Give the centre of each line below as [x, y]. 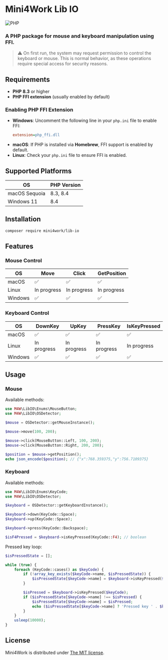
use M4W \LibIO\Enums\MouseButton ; [41, 409]
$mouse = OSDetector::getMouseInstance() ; [50, 423]
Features [19, 247]
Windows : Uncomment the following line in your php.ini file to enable [84, 120]
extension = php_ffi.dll [36, 135]
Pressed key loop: [24, 547]
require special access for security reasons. [63, 64]
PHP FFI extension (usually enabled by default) [61, 97]
